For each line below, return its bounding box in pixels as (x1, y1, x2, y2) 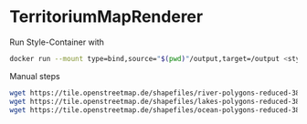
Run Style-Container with (9, 36, 105, 47)
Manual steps (9, 70, 61, 81)
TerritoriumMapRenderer (9, 6, 204, 27)
